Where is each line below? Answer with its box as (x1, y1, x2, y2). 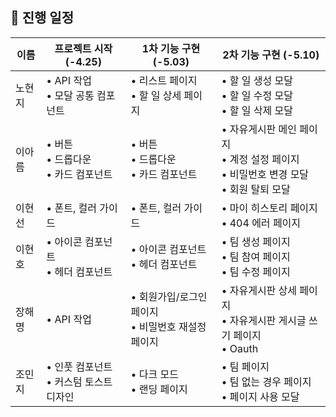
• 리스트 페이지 (130, 73, 198, 87)
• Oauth (221, 341, 259, 355)
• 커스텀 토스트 (46, 374, 113, 388)
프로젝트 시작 (54, 41, 113, 55)
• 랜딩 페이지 (130, 382, 188, 396)
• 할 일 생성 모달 (221, 73, 293, 87)
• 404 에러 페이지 (221, 216, 302, 230)
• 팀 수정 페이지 (221, 264, 291, 278)
